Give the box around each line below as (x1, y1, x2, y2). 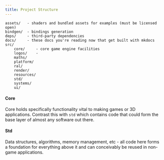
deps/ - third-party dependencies (5, 33, 84, 38)
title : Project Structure (5, 7, 58, 12)
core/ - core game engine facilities (14, 46, 100, 52)
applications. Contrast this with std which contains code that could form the (5, 111, 159, 117)
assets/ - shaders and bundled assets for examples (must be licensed (5, 21, 157, 26)
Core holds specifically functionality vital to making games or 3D (5, 106, 136, 112)
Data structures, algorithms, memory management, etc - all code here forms (5, 139, 160, 145)
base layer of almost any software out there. (5, 116, 95, 123)
